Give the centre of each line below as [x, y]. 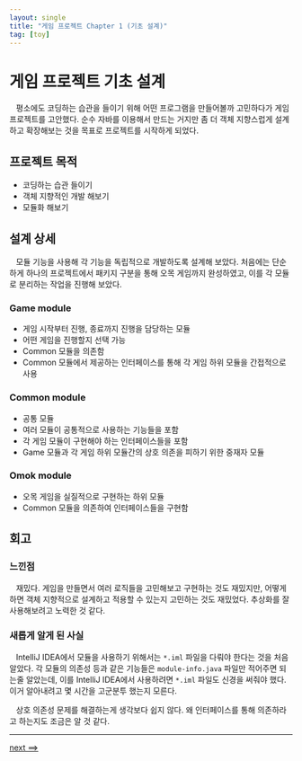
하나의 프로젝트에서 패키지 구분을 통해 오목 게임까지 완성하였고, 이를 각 [149, 273]
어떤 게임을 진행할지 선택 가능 [74, 340]
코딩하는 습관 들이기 [57, 185]
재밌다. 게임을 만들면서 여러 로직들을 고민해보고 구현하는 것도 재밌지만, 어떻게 [151, 588]
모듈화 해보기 [45, 208]
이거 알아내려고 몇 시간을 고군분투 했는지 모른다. [93, 690]
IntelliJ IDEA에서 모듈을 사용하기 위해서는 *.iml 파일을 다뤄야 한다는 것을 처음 [152, 657]
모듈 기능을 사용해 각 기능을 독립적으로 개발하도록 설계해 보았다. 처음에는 [143, 261]
